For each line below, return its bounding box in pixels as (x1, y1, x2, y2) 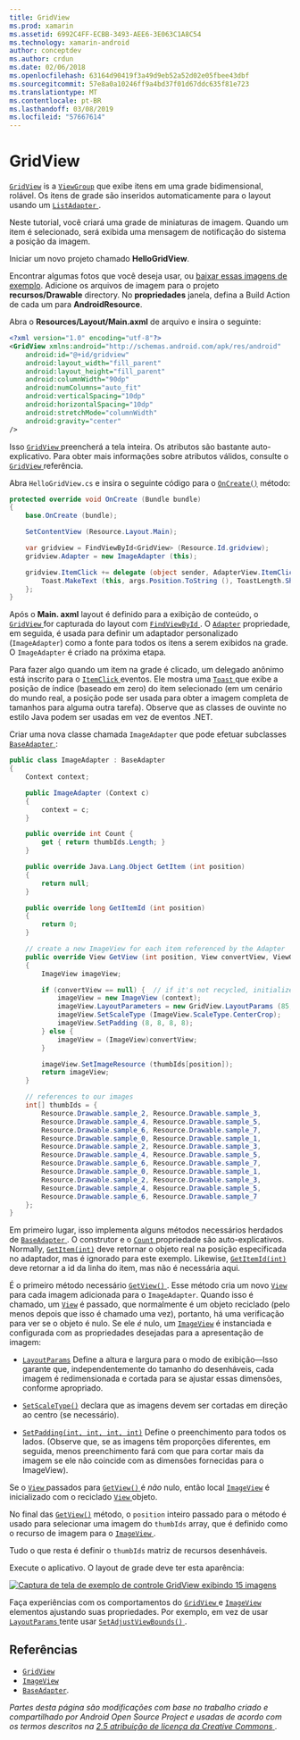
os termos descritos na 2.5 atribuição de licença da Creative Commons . (9, 1721, 278, 1732)
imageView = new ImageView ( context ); (56, 993, 202, 1003)
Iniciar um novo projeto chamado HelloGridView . (9, 254, 190, 264)
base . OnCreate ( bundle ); (25, 511, 118, 521)
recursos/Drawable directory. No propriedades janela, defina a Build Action (9, 289, 290, 300)
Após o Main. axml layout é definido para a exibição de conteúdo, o (9, 609, 259, 620)
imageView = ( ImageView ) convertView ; (56, 1035, 198, 1044)
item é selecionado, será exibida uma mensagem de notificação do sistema (9, 227, 287, 238)
